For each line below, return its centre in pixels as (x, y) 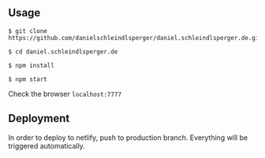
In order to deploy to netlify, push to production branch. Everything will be (128, 138)
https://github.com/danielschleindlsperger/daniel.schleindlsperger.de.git (135, 38)
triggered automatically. (47, 145)
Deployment (39, 118)
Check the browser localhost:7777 (65, 94)
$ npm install (32, 65)
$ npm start (28, 79)
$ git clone (28, 31)
